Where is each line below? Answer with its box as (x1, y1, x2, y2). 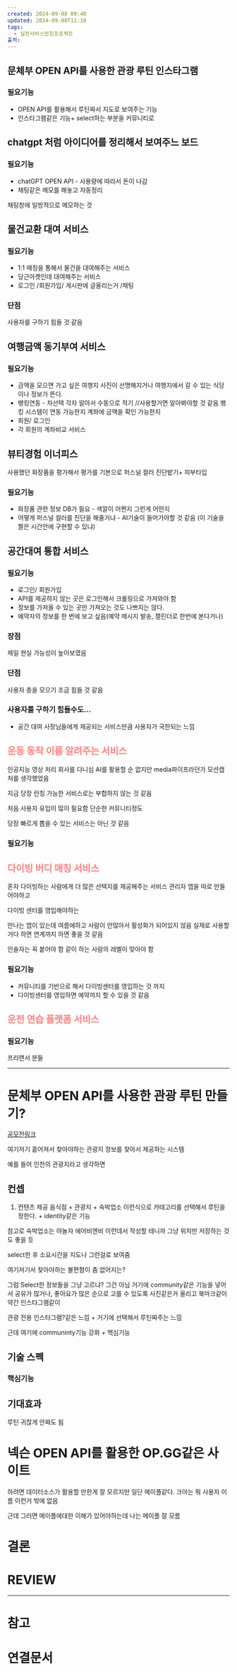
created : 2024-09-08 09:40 (7, 10, 87, 18)
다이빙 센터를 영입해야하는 (7, 906, 80, 915)
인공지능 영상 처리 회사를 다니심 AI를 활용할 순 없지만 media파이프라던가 (7, 764, 206, 774)
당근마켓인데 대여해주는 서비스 (17, 273, 101, 281)
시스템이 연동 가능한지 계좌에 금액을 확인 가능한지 (25, 408, 161, 416)
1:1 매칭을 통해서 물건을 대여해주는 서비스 (17, 264, 130, 272)
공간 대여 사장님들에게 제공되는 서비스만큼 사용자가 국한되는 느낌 (17, 722, 195, 731)
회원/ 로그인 (17, 416, 51, 425)
